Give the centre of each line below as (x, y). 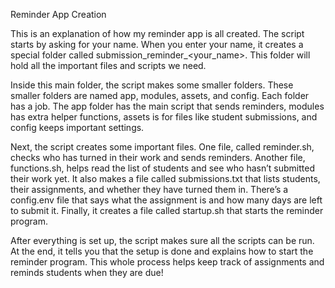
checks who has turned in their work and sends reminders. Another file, (158, 157)
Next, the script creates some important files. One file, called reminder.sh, (162, 147)
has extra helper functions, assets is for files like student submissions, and (164, 117)
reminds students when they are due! (87, 272)
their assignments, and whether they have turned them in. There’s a (149, 189)
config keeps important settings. (77, 127)
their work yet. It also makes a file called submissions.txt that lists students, (165, 178)
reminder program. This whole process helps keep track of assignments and (167, 262)
